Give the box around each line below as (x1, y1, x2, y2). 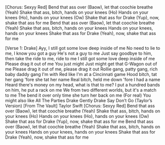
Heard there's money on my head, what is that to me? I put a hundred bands (5, 82, 160, 88)
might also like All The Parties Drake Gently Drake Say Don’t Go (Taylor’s (5, 98, 152, 103)
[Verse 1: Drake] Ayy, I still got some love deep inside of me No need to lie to (5, 45, 161, 51)
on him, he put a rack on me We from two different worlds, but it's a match (5, 87, 157, 93)
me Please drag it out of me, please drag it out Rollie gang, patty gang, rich (5, 66, 158, 72)
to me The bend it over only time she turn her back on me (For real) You (5, 92, 151, 98)
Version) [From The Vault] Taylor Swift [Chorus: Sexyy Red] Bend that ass (5, 103, 155, 109)
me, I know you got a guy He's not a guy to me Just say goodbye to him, (5, 50, 153, 56)
